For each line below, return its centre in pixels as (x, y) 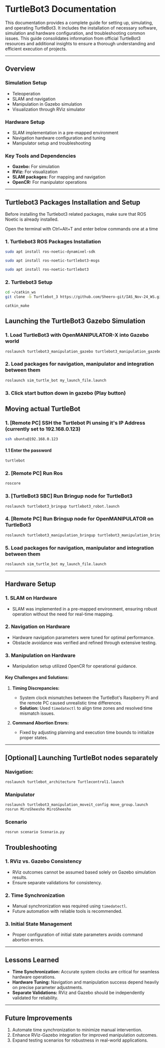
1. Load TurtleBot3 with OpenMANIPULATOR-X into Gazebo (77, 335)
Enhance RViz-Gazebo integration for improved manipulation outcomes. (85, 1035)
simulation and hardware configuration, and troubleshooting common (75, 33)
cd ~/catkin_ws (21, 292)
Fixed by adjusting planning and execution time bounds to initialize (87, 732)
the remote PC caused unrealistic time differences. (71, 703)
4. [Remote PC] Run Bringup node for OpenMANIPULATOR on (79, 519)
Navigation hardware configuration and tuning (59, 138)
